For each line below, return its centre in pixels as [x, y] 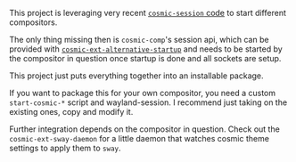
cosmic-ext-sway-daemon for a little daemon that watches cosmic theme [140, 138]
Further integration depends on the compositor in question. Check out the [145, 129]
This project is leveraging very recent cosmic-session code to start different [148, 13]
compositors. [33, 22]
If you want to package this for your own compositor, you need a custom [143, 93]
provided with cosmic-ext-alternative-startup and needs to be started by [146, 49]
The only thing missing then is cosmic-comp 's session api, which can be [139, 40]
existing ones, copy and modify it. [71, 112]
